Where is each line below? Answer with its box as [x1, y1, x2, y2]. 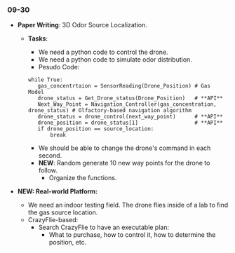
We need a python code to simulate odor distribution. [38, 55, 193, 64]
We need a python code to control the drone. [38, 48, 168, 57]
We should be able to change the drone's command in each [38, 144, 211, 152]
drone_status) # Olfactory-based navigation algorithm [27, 107, 192, 114]
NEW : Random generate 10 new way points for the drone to [38, 159, 210, 167]
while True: [27, 76, 63, 83]
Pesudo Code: [38, 63, 80, 71]
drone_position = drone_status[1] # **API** [37, 119, 223, 127]
